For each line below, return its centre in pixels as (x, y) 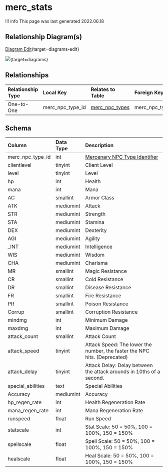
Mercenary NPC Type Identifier (122, 157)
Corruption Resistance (111, 312)
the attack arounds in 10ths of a (123, 372)
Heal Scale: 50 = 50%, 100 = (119, 456)
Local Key (55, 92)
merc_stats (29, 7)
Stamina (95, 222)
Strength (95, 214)
